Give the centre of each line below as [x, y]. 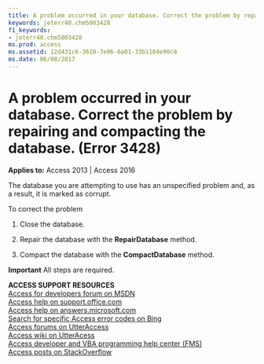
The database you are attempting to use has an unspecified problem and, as [132, 185]
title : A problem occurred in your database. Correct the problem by [125, 15]
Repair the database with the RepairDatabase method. [108, 239]
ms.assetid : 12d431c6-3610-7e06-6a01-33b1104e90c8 [93, 52]
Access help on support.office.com [65, 301]
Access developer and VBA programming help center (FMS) [105, 344]
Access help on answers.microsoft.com [72, 310]
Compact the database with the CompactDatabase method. [117, 254]
